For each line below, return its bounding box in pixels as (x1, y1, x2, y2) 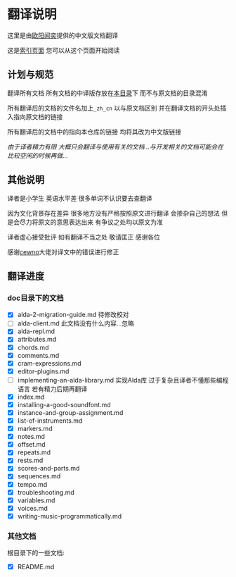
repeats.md (17, 448, 51, 457)
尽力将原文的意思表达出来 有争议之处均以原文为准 (19, 218, 163, 226)
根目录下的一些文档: (7, 549, 65, 557)
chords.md (17, 343, 49, 352)
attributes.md (17, 335, 57, 344)
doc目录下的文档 (7, 293, 65, 303)
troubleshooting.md (17, 488, 75, 497)
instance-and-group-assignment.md (17, 408, 124, 416)
